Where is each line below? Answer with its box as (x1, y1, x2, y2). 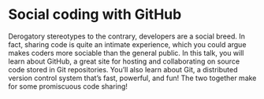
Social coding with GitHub (8, 5, 182, 24)
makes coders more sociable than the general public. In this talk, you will (8, 48, 244, 57)
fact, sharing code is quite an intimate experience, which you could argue (8, 39, 247, 49)
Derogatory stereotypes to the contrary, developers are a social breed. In (8, 31, 246, 41)
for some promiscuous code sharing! (8, 81, 128, 91)
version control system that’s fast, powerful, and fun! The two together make (8, 73, 257, 82)
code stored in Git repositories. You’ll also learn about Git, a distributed (8, 64, 238, 74)
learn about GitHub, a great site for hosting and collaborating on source (8, 57, 240, 66)
